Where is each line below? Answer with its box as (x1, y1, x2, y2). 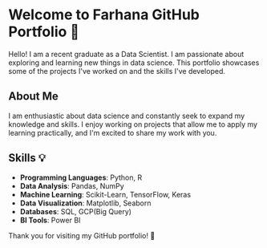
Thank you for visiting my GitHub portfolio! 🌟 (8, 230, 156, 240)
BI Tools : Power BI (19, 215, 81, 225)
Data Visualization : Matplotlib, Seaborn (19, 198, 152, 208)
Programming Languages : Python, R (19, 173, 143, 182)
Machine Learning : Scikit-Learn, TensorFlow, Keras (19, 189, 191, 199)
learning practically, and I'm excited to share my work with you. (8, 128, 217, 137)
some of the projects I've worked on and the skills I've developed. (8, 66, 226, 75)
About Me (8, 90, 59, 104)
